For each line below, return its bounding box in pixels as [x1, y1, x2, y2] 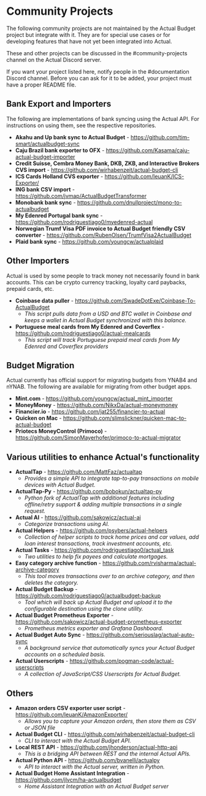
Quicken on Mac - [15, 414, 63, 422]
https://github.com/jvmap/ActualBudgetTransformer [15, 192, 147, 199]
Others [6, 688, 34, 698]
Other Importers [6, 256, 69, 266]
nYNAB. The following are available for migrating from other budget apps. [6, 383, 192, 390]
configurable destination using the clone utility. [24, 605, 143, 612]
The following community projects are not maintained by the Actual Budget [6, 25, 196, 32]
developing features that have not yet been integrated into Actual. [6, 37, 172, 45]
